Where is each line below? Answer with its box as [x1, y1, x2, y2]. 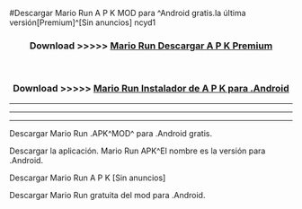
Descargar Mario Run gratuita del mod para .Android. [9, 189, 206, 200]
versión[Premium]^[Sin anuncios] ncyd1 [9, 17, 156, 28]
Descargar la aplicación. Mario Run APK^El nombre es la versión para [9, 145, 266, 156]
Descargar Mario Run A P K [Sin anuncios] [9, 172, 166, 183]
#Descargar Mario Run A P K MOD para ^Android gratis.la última [9, 8, 246, 18]
